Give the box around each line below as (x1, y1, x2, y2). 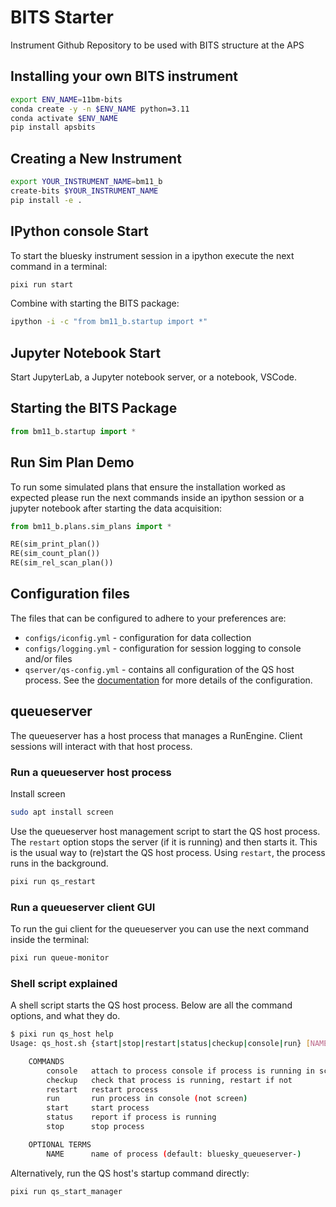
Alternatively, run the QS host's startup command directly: (10, 1167, 250, 1179)
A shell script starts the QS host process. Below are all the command (10, 999, 293, 1011)
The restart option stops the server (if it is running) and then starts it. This (10, 836, 318, 848)
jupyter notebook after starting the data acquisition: (10, 502, 223, 514)
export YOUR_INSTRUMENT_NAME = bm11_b (10, 177, 163, 187)
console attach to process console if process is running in (46, 1066, 315, 1076)
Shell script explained (10, 976, 118, 990)
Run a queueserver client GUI (10, 900, 156, 914)
